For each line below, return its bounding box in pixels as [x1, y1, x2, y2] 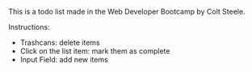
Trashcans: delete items [19, 38, 100, 47]
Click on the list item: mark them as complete [19, 46, 170, 55]
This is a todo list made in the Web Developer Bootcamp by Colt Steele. [8, 7, 246, 16]
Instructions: [8, 22, 50, 31]
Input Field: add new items [19, 55, 109, 64]
